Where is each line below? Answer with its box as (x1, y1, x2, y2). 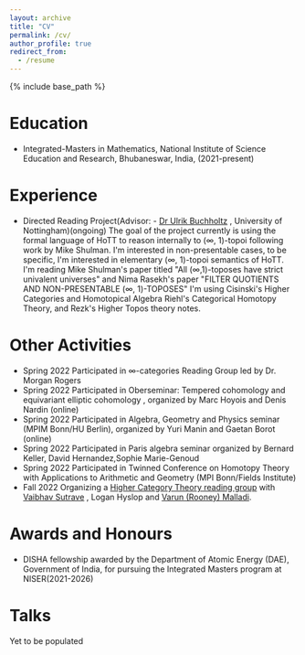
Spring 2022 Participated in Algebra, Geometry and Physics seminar (22, 413, 280, 424)
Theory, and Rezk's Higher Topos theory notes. (22, 303, 201, 314)
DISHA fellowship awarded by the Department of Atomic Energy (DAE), (22, 553, 289, 564)
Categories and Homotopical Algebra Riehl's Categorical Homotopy (22, 293, 277, 304)
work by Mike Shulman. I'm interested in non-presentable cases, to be (22, 244, 288, 255)
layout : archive (9, 13, 71, 23)
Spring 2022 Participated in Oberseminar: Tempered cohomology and (22, 384, 286, 395)
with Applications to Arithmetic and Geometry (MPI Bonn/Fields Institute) (22, 472, 297, 483)
